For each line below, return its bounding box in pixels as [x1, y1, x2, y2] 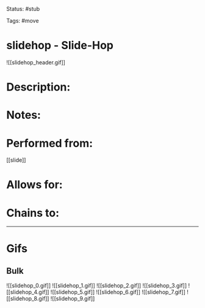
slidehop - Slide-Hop [6, 39, 114, 53]
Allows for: [6, 178, 63, 192]
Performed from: [6, 136, 93, 150]
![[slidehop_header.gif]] [6, 58, 66, 66]
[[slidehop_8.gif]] [6, 295, 49, 302]
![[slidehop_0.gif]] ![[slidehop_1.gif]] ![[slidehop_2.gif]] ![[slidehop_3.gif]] [6, 282, 187, 290]
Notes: [6, 108, 41, 122]
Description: [6, 80, 71, 94]
